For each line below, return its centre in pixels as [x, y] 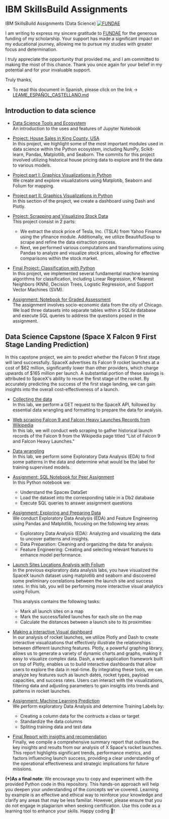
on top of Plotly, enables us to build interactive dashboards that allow [84, 664]
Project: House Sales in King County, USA [56, 138]
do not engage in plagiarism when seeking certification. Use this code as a [83, 805]
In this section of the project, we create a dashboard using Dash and [83, 201]
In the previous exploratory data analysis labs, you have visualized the [85, 570]
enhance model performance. [51, 555]
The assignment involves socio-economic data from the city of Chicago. [88, 304]
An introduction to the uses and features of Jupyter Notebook [77, 128]
